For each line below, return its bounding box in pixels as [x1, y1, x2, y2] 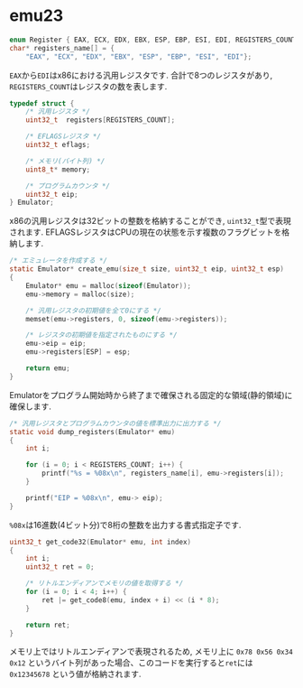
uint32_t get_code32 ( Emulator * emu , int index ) [9, 537, 192, 546]
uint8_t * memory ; [25, 164, 91, 174]
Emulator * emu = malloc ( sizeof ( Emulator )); [25, 281, 192, 290]
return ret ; [25, 620, 70, 629]
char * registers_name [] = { [9, 43, 115, 52]
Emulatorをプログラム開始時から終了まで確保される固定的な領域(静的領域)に [9, 389, 293, 400]
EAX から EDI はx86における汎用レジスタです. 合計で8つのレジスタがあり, [9, 70, 273, 80]
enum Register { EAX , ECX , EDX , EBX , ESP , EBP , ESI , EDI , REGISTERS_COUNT [9, 35, 297, 44]
